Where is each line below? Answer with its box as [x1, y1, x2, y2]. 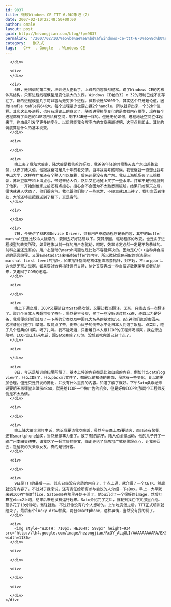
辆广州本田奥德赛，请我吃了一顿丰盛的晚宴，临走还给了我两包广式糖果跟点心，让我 [5, 439, 153, 444]
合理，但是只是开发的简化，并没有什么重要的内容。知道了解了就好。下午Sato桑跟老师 [9, 380, 162, 385]
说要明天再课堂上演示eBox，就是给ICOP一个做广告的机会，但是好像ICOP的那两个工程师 [5, 386, 162, 391]
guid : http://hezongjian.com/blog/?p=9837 [5, 31, 97, 36]
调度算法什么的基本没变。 [5, 125, 51, 130]
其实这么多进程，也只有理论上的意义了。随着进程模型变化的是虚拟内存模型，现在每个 [12, 109, 164, 114]
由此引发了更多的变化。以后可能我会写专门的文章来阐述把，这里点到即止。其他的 [20, 119, 164, 125]
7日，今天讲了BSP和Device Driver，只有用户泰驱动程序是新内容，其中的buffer [14, 231, 162, 236]
